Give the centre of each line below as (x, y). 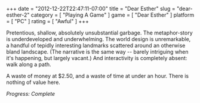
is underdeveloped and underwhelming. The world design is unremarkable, (99, 39)
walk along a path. (29, 64)
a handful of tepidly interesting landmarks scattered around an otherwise (96, 45)
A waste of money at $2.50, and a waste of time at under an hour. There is (98, 76)
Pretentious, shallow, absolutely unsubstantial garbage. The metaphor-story (99, 33)
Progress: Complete (31, 94)
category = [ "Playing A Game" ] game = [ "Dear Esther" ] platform (113, 15)
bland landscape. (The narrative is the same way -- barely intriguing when (98, 52)
